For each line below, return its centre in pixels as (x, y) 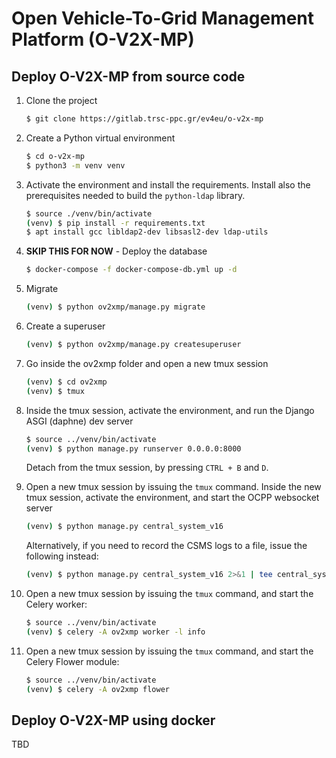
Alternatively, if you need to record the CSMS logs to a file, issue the (166, 546)
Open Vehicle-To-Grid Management (163, 18)
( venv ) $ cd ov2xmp (66, 382)
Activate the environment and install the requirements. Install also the (168, 184)
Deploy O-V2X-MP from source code (128, 76)
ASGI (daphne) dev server (79, 421)
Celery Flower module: (72, 661)
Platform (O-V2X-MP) (103, 39)
